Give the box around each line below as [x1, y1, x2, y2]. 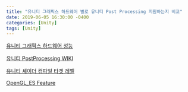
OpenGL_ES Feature [6, 80, 56, 87]
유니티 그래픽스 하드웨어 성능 [6, 42, 73, 49]
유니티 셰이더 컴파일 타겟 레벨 [6, 68, 75, 75]
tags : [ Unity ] [6, 25, 42, 31]
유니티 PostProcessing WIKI [6, 55, 74, 62]
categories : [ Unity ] [6, 20, 58, 26]
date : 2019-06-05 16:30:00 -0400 [6, 14, 89, 20]
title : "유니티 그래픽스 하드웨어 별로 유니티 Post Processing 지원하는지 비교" [6, 8, 183, 15]
